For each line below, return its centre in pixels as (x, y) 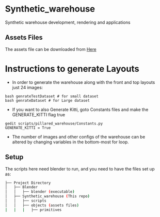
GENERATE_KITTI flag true (39, 114)
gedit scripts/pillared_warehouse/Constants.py (54, 124)
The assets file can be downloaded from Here (51, 49)
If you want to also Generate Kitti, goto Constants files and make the (80, 109)
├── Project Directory (28, 183)
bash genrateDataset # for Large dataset (48, 100)
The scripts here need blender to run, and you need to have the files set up (80, 169)
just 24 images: (27, 87)
